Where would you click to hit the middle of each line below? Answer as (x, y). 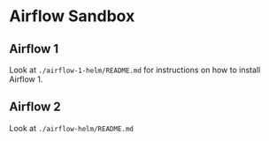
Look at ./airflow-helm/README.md (72, 128)
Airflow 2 (35, 107)
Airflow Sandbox (72, 16)
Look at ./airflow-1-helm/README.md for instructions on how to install (135, 70)
